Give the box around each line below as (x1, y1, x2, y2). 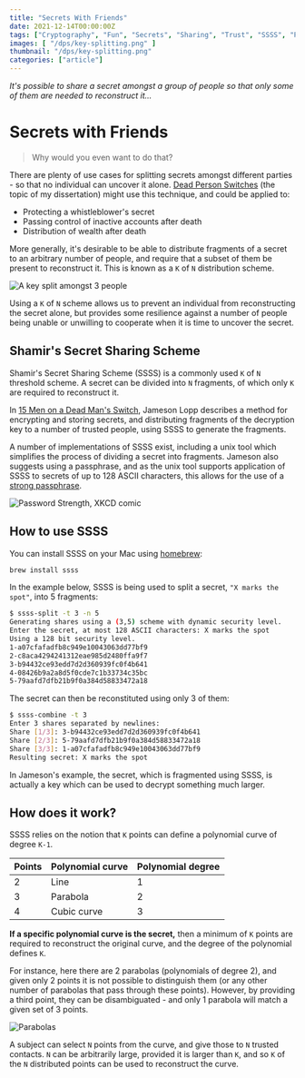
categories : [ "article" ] (9, 55, 103, 64)
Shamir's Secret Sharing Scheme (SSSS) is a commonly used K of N (9, 367, 261, 378)
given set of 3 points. (9, 1004, 89, 1015)
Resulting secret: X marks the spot (9, 753, 148, 762)
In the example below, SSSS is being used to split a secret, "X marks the (9, 582, 280, 593)
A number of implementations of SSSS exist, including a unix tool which (9, 441, 277, 452)
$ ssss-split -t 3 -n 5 (9, 609, 100, 618)
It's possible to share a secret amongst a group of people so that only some (9, 81, 294, 91)
